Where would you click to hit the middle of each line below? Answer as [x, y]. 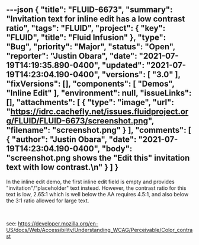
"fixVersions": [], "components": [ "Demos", [90, 84]
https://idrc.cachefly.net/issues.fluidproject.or [99, 112]
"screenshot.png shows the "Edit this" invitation [98, 158]
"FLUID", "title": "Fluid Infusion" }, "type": [86, 38]
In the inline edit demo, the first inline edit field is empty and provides [90, 182]
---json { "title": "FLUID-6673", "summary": [89, 10]
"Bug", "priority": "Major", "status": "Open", [91, 47]
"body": [117, 149]
